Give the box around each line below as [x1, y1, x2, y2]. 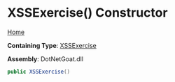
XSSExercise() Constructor [7, 5, 168, 21]
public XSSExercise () [7, 68, 71, 75]
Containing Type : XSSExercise [7, 41, 97, 49]
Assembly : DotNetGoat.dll [7, 54, 84, 63]
